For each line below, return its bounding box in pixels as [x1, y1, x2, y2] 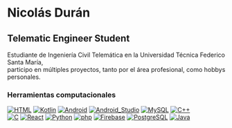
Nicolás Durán [7, 5, 91, 21]
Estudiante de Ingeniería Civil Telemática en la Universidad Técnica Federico [7, 51, 225, 59]
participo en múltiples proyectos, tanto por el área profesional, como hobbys [7, 66, 226, 73]
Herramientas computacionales [7, 90, 116, 100]
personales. [7, 73, 41, 81]
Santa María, [7, 58, 44, 66]
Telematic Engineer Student [7, 33, 130, 44]
